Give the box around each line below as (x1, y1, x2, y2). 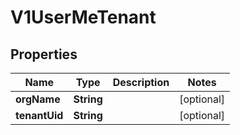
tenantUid (15, 109, 64, 122)
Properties (10, 46, 78, 63)
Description (112, 76, 170, 89)
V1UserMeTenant (10, 6, 157, 29)
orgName (15, 92, 61, 106)
